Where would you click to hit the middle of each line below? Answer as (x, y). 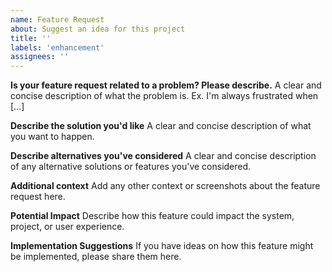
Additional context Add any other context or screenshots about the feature (165, 186)
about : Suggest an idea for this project (98, 29)
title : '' (31, 38)
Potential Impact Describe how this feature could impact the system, (152, 216)
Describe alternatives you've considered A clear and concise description (163, 156)
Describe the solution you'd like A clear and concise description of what (161, 126)
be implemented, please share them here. (96, 257)
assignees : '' (40, 57)
